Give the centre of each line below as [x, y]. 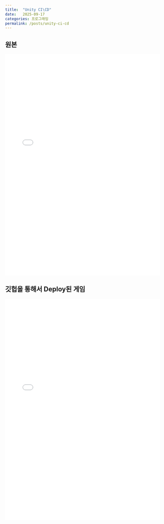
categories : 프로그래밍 [27, 19]
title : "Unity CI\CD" [28, 10]
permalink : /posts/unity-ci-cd [37, 23]
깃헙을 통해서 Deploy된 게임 [45, 289]
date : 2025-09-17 [25, 14]
